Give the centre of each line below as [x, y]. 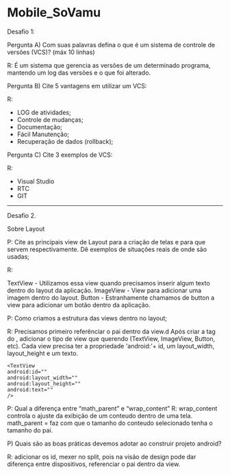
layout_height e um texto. [43, 353]
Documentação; [40, 127]
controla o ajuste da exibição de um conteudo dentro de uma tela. [100, 415]
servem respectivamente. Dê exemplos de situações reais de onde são [107, 249]
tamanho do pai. [30, 430]
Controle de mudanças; [50, 119]
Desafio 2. [22, 215]
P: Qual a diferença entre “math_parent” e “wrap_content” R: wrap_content [112, 408]
